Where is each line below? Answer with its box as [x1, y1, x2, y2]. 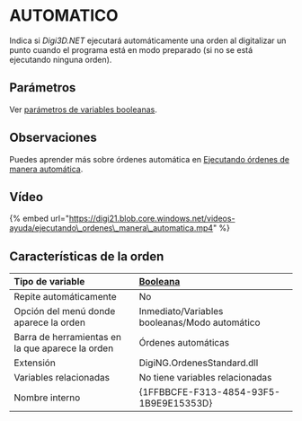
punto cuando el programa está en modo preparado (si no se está [9, 44, 253, 55]
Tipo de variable [13, 276, 85, 288]
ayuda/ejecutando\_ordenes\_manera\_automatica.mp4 [9, 223, 214, 233]
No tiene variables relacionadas [138, 372, 272, 384]
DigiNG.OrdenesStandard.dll [138, 356, 259, 369]
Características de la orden [9, 249, 164, 264]
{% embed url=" [9, 213, 70, 224]
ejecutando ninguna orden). [9, 54, 112, 65]
